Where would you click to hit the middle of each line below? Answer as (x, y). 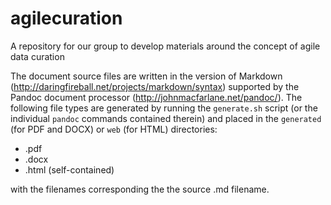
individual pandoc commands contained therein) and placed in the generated (166, 118)
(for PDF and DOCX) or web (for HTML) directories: (114, 129)
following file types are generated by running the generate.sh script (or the (164, 108)
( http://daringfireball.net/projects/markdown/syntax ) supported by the (155, 86)
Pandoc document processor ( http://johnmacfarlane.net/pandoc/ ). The (156, 97)
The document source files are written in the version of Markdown (146, 76)
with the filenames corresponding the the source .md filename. (140, 189)
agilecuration (66, 18)
